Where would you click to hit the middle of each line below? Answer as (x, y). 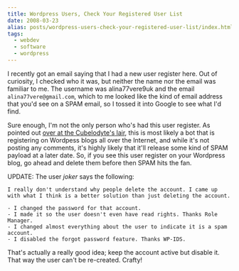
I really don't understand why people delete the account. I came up (113, 189)
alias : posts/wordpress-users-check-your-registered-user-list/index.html (121, 27)
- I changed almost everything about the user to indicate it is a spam (117, 227)
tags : (15, 34)
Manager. (20, 221)
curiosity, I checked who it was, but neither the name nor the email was (112, 81)
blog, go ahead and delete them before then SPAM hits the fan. (100, 162)
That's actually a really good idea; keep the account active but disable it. (113, 252)
